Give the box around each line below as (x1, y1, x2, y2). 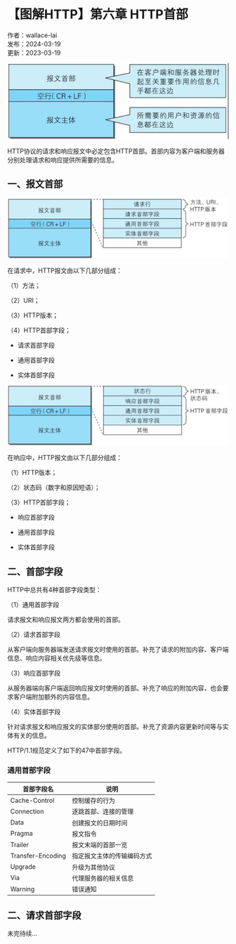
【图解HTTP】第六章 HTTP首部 (7, 6, 188, 22)
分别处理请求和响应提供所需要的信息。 (7, 155, 118, 164)
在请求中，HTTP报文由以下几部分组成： (7, 266, 123, 275)
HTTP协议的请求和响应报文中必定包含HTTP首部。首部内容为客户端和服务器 (7, 147, 225, 155)
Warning (10, 884, 35, 893)
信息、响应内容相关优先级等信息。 (7, 654, 106, 662)
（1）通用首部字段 (7, 600, 60, 608)
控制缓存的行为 (72, 796, 116, 805)
